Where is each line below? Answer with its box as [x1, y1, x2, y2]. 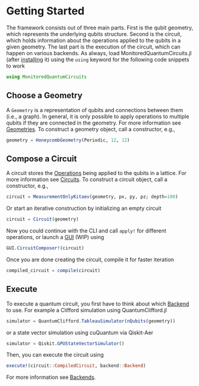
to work [6, 62, 25, 70]
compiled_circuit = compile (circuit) [6, 267, 101, 273]
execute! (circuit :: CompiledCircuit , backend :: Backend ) [6, 363, 146, 369]
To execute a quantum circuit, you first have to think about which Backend [6, 300, 189, 307]
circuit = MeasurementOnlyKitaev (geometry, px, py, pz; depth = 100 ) [6, 194, 179, 200]
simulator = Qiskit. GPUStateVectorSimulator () [6, 340, 125, 346]
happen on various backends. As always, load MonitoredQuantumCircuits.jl [6, 49, 192, 56]
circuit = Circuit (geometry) [6, 216, 79, 222]
